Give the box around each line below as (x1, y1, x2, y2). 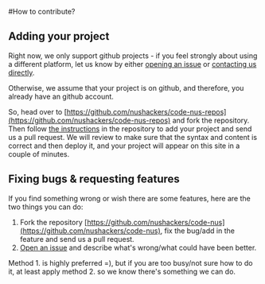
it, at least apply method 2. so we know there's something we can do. (8, 266, 236, 276)
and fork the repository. (172, 115, 250, 125)
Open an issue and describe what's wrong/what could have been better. (19, 243, 257, 252)
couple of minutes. (8, 149, 70, 158)
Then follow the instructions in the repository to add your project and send (8, 123, 252, 134)
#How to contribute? (8, 7, 76, 16)
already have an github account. (8, 91, 114, 101)
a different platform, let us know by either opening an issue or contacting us (8, 59, 257, 68)
